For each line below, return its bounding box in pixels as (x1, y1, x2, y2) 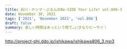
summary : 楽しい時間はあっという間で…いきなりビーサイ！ (5, 25, 107, 30)
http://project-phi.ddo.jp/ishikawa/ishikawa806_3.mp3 (5, 38, 115, 44)
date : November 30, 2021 (5, 12, 56, 16)
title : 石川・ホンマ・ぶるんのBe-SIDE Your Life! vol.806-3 (5, 7, 123, 12)
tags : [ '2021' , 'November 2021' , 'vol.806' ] (5, 16, 98, 21)
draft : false (5, 20, 32, 26)
